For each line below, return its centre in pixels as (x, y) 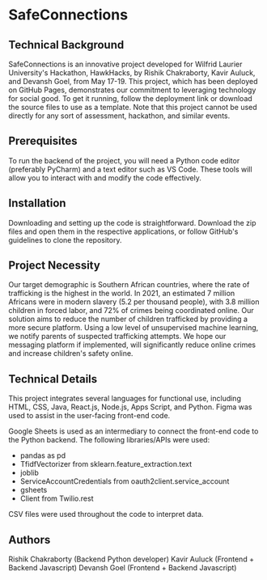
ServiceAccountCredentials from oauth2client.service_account (125, 481)
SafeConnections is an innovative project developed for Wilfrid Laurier (125, 64)
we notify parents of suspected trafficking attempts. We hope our (117, 337)
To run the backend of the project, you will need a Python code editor (124, 160)
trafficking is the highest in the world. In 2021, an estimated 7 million (122, 294)
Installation (37, 203)
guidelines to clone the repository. (65, 239)
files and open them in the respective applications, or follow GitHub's (123, 231)
